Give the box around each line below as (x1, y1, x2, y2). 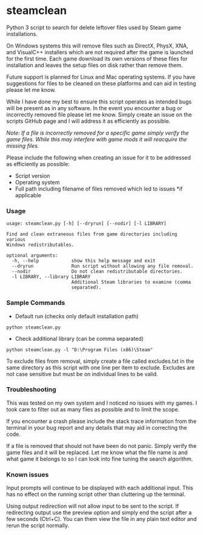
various (6, 237, 26, 243)
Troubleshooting (6, 385, 56, 394)
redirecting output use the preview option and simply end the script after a (6, 509, 192, 516)
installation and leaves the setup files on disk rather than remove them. (6, 61, 183, 69)
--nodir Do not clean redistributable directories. (12, 268, 183, 274)
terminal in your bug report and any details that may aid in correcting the (6, 424, 187, 431)
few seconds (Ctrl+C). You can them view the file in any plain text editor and (6, 516, 197, 523)
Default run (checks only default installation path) (15, 312, 139, 320)
